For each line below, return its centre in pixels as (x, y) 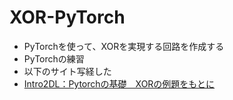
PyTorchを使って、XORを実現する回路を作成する (124, 46)
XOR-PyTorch (67, 17)
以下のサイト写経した (67, 71)
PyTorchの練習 (54, 58)
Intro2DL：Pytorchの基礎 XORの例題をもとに (119, 83)
